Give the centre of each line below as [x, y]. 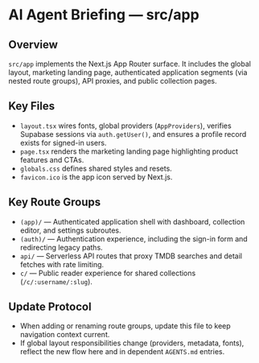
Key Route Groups [55, 202]
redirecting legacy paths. [61, 247]
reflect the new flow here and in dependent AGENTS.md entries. [122, 352]
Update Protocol [50, 307]
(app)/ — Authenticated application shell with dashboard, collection [132, 221]
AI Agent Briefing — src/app [104, 15]
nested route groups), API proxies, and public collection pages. [113, 81]
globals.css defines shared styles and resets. [96, 168]
